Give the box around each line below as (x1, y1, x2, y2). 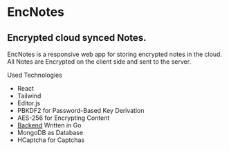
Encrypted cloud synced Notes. (7, 32, 147, 44)
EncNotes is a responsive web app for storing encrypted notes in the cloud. (7, 50, 223, 58)
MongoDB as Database (17, 129, 84, 136)
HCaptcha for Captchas (17, 136, 85, 144)
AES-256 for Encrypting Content (17, 114, 110, 122)
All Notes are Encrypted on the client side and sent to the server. (7, 57, 192, 66)
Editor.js (17, 99, 41, 107)
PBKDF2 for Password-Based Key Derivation (17, 107, 145, 114)
